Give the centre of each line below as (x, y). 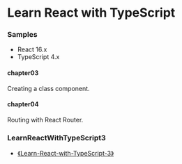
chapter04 (23, 104)
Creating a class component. (48, 88)
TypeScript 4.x (38, 57)
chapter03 (23, 73)
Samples (22, 35)
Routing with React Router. (45, 120)
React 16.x (32, 49)
